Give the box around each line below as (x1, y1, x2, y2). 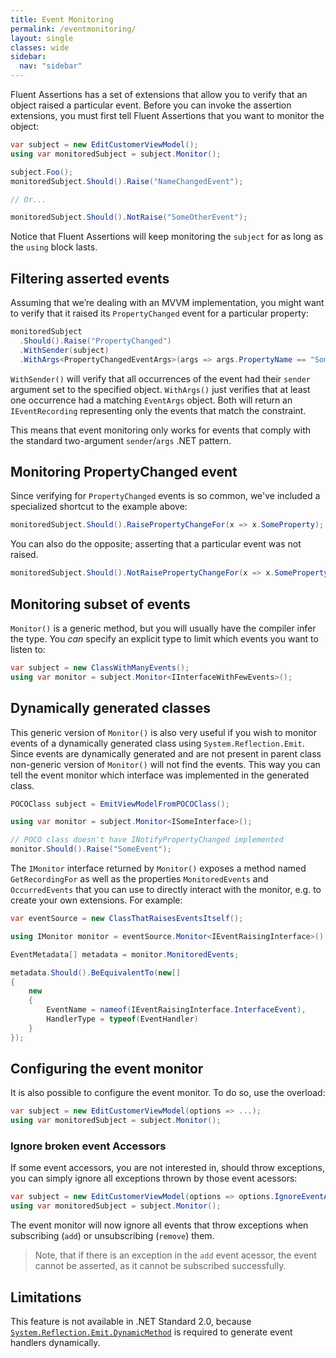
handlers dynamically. (10, 1337, 101, 1349)
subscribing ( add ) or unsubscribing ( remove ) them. (10, 1230, 215, 1242)
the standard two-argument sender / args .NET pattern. (10, 434, 232, 446)
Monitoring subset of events (10, 596, 191, 613)
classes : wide (10, 42, 70, 53)
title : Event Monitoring (10, 14, 114, 25)
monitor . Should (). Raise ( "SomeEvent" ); (10, 844, 172, 855)
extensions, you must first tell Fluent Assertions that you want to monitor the (10, 110, 325, 121)
